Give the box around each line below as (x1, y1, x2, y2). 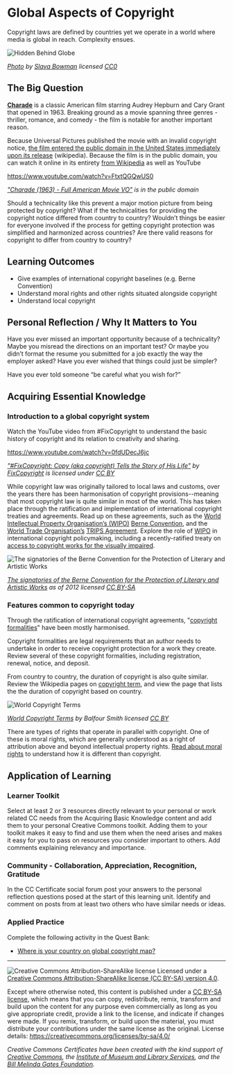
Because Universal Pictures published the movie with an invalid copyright (7, 136, 217, 144)
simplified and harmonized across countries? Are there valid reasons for (7, 228, 214, 237)
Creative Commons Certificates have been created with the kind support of (7, 1045, 223, 1053)
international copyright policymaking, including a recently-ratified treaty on (7, 534, 221, 542)
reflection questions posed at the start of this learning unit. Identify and (7, 892, 211, 901)
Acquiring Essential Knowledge (7, 390, 146, 402)
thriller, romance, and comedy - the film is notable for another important (7, 115, 213, 124)
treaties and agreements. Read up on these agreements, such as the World (7, 512, 221, 520)
